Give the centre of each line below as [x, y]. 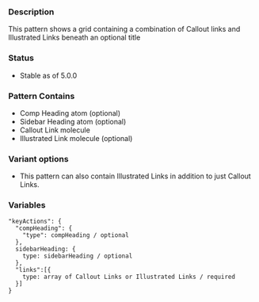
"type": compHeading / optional [76, 235]
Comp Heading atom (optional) [70, 113]
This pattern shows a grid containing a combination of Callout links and [124, 29]
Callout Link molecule [55, 130]
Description [31, 12]
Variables [27, 205]
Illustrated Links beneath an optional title [74, 37]
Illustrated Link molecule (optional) [76, 138]
